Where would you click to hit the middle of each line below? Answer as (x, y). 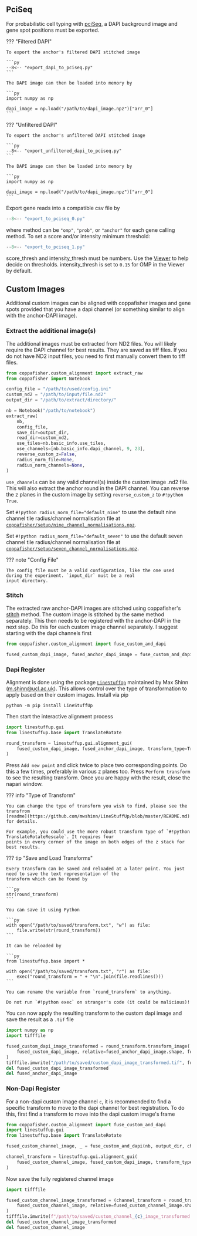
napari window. (24, 784)
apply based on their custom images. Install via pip (67, 694)
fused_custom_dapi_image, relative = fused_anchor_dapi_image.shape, (101, 1052)
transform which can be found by (47, 879)
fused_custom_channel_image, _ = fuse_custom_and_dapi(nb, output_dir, (95, 1146)
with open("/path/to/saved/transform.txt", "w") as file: (78, 926)
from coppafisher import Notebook (48, 379)
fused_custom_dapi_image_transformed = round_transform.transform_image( (98, 1046)
